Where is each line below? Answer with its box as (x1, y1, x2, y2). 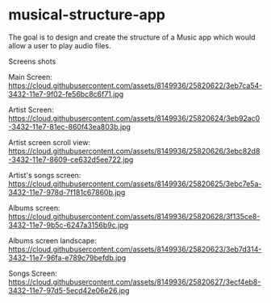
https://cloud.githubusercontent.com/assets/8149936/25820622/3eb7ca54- (8, 81, 263, 90)
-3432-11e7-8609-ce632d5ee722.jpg (8, 155, 134, 164)
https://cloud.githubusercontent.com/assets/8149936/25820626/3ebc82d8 (8, 146, 261, 156)
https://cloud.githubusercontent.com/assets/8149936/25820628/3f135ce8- (8, 211, 261, 221)
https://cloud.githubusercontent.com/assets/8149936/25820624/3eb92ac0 (8, 113, 261, 122)
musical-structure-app (8, 6, 165, 24)
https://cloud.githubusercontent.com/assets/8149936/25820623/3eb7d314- (8, 244, 262, 254)
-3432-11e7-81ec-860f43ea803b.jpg (8, 122, 131, 131)
